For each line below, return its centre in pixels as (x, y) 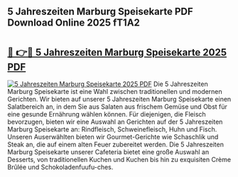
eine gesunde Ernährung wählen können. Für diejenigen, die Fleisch (107, 114)
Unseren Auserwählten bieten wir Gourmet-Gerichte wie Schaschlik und (113, 137)
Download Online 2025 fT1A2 (74, 23)
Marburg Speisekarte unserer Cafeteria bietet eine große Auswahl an (108, 152)
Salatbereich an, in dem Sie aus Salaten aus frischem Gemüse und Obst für (117, 107)
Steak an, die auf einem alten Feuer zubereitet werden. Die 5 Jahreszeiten (115, 144)
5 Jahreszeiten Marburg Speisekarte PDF (100, 12)
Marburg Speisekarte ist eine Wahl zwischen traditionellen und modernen (115, 91)
